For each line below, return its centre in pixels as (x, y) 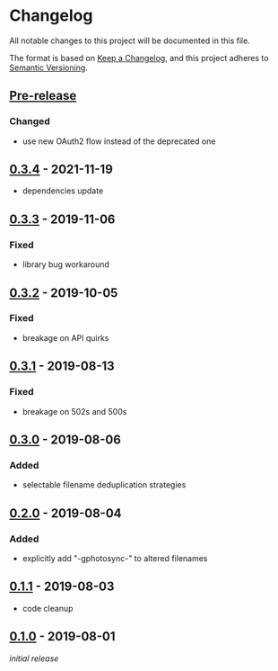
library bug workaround (66, 264)
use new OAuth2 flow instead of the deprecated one (119, 141)
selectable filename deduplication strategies (104, 485)
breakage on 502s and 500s (74, 411)
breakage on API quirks (65, 337)
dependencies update (63, 191)
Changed (30, 121)
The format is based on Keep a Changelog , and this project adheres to (139, 58)
